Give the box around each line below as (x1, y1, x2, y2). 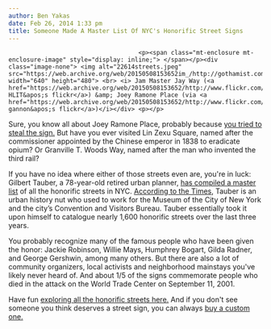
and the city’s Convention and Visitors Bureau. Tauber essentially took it (8, 203, 248, 214)
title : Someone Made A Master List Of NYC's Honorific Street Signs (8, 27, 244, 35)
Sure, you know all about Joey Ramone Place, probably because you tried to (8, 119, 262, 129)
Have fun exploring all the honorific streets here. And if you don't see (8, 295, 238, 305)
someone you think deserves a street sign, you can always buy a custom (8, 303, 250, 313)
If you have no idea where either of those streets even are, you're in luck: (8, 169, 252, 179)
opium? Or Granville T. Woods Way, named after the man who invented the (8, 145, 256, 155)
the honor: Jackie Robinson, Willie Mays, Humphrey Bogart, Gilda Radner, (8, 245, 252, 255)
